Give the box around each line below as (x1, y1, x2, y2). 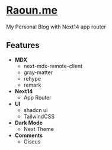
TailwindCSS (23, 113, 55, 120)
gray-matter (23, 69, 53, 76)
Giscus (23, 138, 41, 145)
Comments (14, 132, 43, 139)
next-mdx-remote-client (23, 62, 83, 69)
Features (6, 40, 40, 50)
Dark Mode (14, 119, 43, 126)
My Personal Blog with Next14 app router (6, 23, 107, 30)
